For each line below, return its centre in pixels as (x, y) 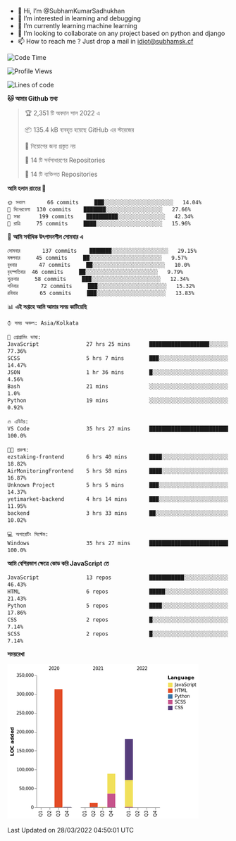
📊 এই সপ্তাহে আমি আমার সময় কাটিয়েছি (47, 307)
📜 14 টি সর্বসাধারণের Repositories (65, 160)
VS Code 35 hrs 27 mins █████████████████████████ (118, 429)
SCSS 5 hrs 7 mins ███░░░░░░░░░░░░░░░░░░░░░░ (118, 359)
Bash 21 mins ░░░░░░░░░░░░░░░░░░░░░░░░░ (118, 387)
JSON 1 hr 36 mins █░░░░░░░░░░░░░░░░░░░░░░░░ (118, 373)
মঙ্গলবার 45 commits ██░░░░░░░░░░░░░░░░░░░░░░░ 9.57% (98, 258)
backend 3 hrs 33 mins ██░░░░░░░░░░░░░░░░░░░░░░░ (118, 513)
